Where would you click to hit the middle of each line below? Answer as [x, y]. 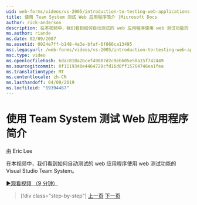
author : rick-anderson [34, 22]
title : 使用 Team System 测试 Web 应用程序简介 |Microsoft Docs [82, 17]
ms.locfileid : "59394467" [38, 88]
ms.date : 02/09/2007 [31, 39]
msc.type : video [26, 55]
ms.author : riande [28, 33]
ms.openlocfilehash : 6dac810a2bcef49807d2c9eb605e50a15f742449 [85, 61]
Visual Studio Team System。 [42, 170]
